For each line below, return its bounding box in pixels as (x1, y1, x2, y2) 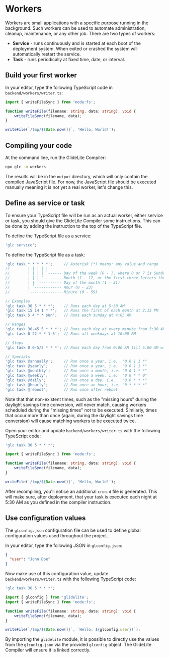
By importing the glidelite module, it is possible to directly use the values (5, 636, 159, 642)
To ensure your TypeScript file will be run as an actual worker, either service (5, 212, 163, 218)
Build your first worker (5, 71, 77, 80)
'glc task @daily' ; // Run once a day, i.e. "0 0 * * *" (5, 377, 147, 383)
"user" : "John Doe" (10, 556, 51, 562)
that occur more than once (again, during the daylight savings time (5, 412, 143, 418)
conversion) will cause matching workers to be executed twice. (5, 418, 136, 424)
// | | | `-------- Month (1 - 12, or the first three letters (5, 276, 156, 281)
